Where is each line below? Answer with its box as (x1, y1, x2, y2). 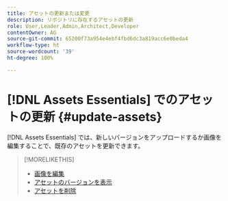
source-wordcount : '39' (7, 49, 75, 55)
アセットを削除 (34, 186, 77, 195)
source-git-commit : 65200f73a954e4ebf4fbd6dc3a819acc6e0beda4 (7, 36, 188, 42)
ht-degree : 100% (7, 55, 53, 62)
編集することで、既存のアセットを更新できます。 (7, 142, 144, 150)
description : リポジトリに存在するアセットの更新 (7, 16, 134, 23)
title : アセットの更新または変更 (7, 10, 90, 17)
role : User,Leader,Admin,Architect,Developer (7, 23, 139, 29)
